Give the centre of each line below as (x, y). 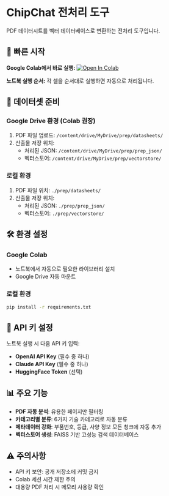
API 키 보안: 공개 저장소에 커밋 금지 (57, 472)
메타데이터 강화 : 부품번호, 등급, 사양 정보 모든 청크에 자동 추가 (88, 427)
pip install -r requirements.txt (49, 307)
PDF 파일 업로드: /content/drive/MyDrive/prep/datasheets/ (89, 135)
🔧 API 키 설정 (30, 327)
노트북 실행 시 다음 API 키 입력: (43, 344)
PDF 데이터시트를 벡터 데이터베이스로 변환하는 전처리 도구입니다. (83, 31)
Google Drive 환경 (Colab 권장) (51, 121)
